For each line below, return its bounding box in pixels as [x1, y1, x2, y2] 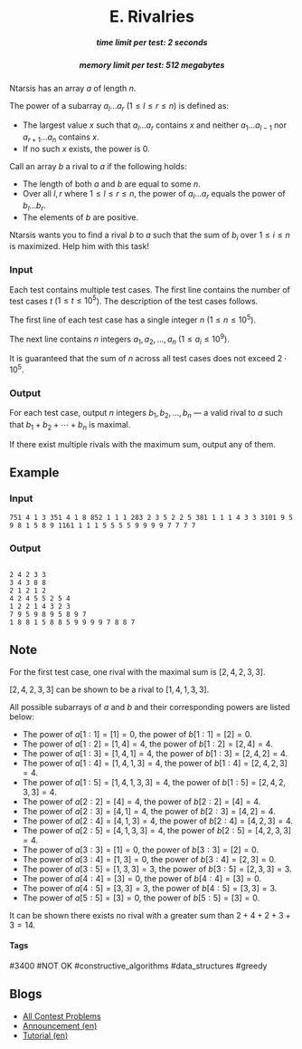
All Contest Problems [22, 1010, 101, 1021]
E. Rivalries [109, 6, 194, 27]
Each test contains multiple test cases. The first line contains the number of [9, 284, 291, 295]
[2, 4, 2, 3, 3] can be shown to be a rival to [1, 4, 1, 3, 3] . [9, 684, 210, 695]
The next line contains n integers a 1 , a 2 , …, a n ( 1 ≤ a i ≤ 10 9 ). [9, 332, 231, 346]
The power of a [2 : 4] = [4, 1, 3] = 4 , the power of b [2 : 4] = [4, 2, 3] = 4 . [22, 815, 294, 826]
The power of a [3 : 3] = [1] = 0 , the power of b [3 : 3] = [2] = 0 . [22, 844, 260, 855]
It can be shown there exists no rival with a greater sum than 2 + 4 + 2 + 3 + [9, 909, 291, 920]
